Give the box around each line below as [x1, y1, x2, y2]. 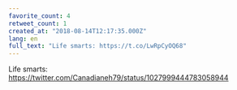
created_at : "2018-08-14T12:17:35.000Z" [8, 27, 148, 35]
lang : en [8, 34, 38, 43]
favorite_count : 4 [8, 11, 71, 20]
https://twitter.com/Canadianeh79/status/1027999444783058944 [8, 73, 229, 83]
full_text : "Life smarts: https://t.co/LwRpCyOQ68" [8, 42, 187, 50]
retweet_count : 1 [8, 19, 67, 28]
